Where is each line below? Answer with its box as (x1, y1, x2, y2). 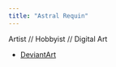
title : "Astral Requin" (8, 11, 89, 20)
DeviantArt (19, 49, 57, 59)
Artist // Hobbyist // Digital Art (8, 34, 108, 44)
